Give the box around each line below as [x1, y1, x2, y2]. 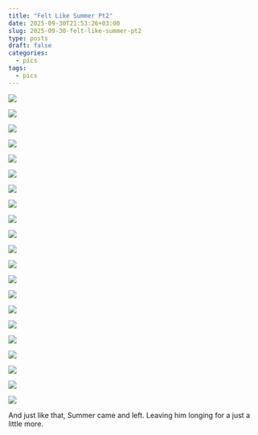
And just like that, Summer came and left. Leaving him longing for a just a [8, 410, 251, 420]
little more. [8, 419, 44, 429]
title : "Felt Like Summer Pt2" [8, 11, 113, 20]
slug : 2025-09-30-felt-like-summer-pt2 [8, 27, 142, 35]
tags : [8, 64, 27, 72]
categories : [8, 49, 48, 57]
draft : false [8, 42, 52, 50]
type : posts [8, 34, 48, 43]
